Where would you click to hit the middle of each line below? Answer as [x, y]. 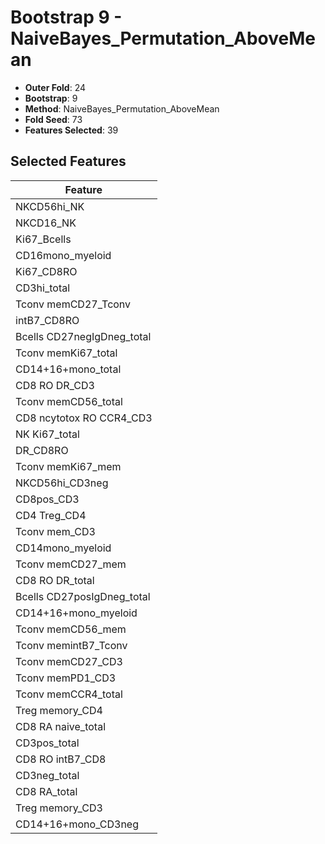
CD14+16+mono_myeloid [76, 613]
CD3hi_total [43, 288]
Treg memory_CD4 [59, 710]
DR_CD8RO [42, 450]
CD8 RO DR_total [55, 580]
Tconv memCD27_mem [71, 564]
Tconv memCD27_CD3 [69, 661]
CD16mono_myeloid [63, 255]
